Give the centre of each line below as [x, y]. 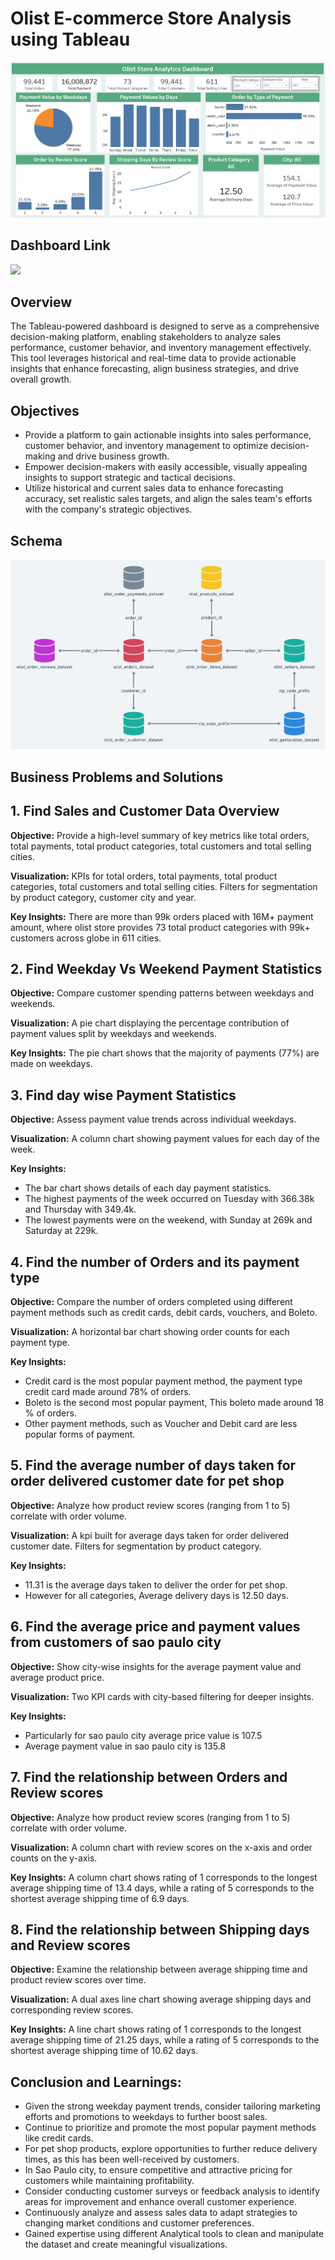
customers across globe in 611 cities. [86, 938]
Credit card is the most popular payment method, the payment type [163, 1381]
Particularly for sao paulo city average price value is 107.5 [143, 1735]
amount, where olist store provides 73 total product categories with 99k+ [160, 927]
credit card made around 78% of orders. [108, 1392]
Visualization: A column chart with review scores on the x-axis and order [161, 1847]
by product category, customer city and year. [103, 897]
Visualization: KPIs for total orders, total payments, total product [144, 876]
